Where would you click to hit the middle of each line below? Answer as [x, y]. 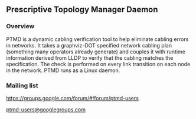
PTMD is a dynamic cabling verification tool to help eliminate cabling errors [97, 39]
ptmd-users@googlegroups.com [46, 109]
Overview [20, 26]
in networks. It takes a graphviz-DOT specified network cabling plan [89, 45]
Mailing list [22, 86]
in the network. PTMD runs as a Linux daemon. [63, 70]
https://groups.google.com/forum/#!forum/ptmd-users [72, 98]
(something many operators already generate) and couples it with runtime [96, 52]
